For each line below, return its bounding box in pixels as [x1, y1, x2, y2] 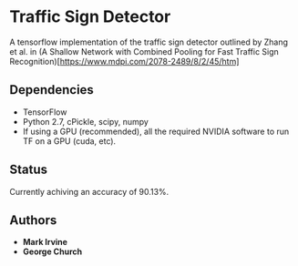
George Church [22, 246, 83, 257]
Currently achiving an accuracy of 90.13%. [9, 186, 170, 197]
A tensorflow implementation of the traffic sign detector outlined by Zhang [9, 36, 289, 47]
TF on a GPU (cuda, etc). [22, 135, 117, 147]
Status [9, 162, 48, 178]
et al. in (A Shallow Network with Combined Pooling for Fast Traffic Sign [9, 46, 280, 56]
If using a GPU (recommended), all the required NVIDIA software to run [22, 126, 290, 137]
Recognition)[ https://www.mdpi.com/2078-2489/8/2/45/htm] [9, 56, 240, 66]
